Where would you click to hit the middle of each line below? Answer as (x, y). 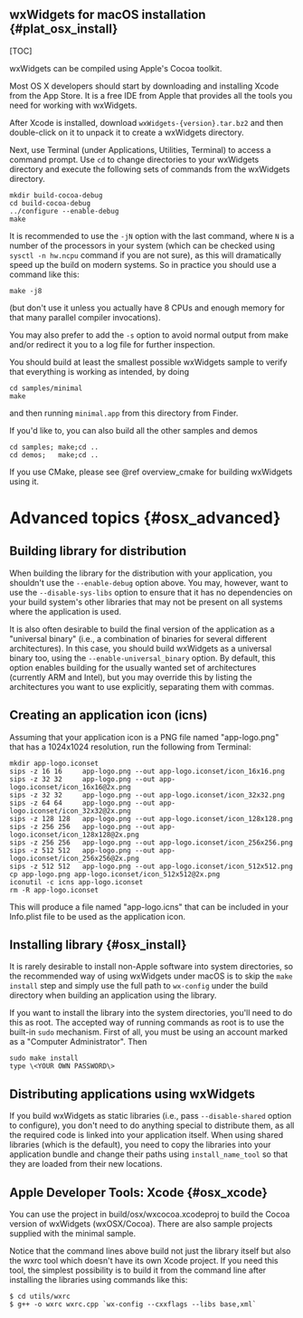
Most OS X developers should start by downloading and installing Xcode (144, 86)
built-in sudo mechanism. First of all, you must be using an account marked (148, 1032)
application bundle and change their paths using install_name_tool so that (149, 1154)
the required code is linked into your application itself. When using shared (146, 1135)
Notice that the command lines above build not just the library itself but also (150, 1251)
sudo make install (44, 1058)
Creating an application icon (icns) (109, 716)
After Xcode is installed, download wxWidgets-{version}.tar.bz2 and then (147, 122)
